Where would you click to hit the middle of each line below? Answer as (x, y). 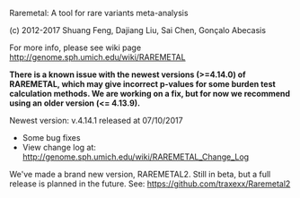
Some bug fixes (51, 138)
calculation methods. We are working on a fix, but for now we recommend (150, 94)
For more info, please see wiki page (75, 47)
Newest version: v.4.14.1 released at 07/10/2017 (96, 121)
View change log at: (59, 147)
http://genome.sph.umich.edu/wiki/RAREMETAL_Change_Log (136, 157)
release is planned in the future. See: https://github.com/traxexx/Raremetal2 (150, 184)
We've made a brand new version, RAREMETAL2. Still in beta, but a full (140, 174)
